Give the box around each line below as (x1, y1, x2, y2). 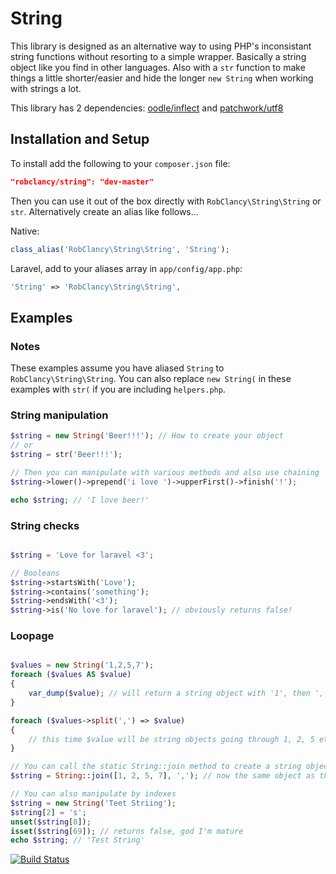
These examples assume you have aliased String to (10, 362, 225, 374)
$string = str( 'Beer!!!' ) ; (10, 450, 123, 460)
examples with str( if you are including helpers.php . (10, 383, 226, 396)
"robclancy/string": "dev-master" (10, 177, 155, 187)
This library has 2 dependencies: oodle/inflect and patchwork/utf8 (10, 102, 284, 114)
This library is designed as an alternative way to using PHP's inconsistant (10, 40, 312, 52)
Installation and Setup (10, 131, 150, 148)
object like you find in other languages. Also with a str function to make (10, 61, 306, 73)
